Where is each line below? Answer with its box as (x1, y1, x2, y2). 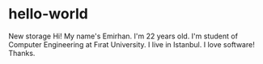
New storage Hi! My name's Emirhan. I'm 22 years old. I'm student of (8, 31, 239, 41)
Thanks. (8, 48, 36, 58)
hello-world (8, 5, 89, 23)
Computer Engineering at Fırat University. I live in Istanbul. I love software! (8, 39, 255, 49)
